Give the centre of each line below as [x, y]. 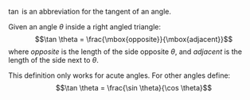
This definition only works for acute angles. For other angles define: [119, 75]
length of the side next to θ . [54, 60]
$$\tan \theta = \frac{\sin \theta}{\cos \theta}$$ [134, 88]
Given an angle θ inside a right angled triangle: [85, 27]
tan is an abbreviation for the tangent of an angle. [90, 12]
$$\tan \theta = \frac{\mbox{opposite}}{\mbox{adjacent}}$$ [134, 39]
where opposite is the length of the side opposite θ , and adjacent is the [125, 52]
